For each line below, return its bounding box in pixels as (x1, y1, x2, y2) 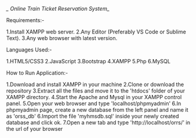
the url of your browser (6, 125, 63, 132)
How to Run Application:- (6, 69, 68, 76)
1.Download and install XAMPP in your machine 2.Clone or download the (6, 81, 184, 88)
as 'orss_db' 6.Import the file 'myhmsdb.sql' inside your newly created (6, 113, 179, 119)
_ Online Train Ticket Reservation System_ (6, 5, 110, 12)
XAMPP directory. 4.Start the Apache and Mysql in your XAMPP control (6, 94, 182, 100)
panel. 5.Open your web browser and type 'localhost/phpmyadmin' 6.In (6, 100, 181, 107)
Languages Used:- (6, 46, 52, 53)
